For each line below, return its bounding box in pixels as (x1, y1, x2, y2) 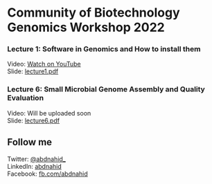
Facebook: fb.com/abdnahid (7, 169, 88, 178)
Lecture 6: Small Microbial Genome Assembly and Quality (7, 84, 206, 94)
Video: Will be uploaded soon (7, 109, 91, 117)
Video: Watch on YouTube (7, 60, 81, 68)
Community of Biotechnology (7, 5, 180, 21)
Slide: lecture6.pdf (7, 116, 60, 125)
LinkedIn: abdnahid (7, 162, 62, 170)
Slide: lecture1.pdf (7, 67, 59, 75)
